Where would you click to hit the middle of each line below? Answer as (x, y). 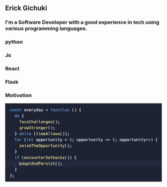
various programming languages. (46, 28)
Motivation (19, 95)
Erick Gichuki (26, 8)
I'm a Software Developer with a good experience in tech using (82, 22)
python (14, 42)
